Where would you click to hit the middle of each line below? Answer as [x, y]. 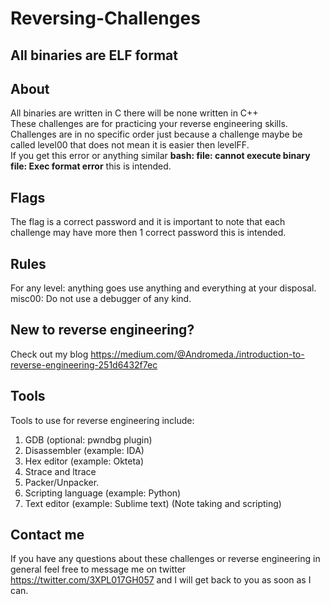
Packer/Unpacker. [62, 482]
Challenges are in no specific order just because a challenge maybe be [156, 134]
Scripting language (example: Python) [103, 493]
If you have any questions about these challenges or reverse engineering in [165, 559]
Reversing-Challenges [105, 18]
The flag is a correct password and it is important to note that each [148, 222]
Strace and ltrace [60, 471]
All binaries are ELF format [94, 55]
